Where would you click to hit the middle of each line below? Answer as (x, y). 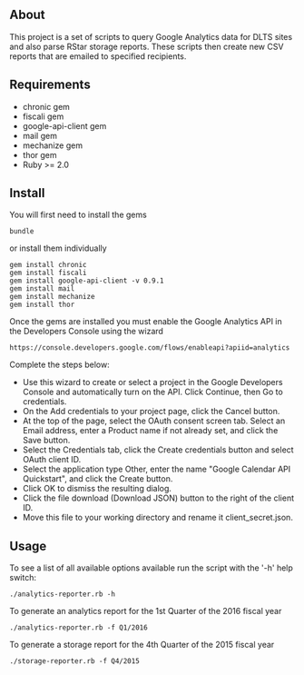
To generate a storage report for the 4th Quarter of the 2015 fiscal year (142, 645)
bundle (22, 232)
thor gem (39, 154)
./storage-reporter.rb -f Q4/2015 (75, 661)
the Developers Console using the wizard (86, 332)
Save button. (46, 441)
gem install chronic (49, 265)
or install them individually (58, 248)
